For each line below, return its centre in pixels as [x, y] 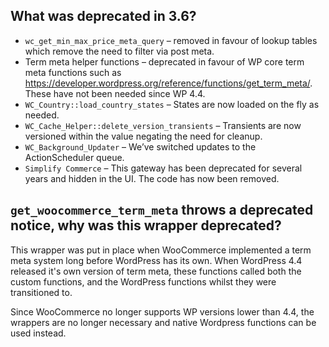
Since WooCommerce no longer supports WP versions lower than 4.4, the [162, 311]
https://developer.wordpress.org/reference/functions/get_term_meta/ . [168, 83]
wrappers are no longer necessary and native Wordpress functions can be [163, 322]
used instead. [38, 333]
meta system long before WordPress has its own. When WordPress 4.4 [156, 260]
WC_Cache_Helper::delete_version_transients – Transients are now [163, 125]
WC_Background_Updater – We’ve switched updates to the [140, 146]
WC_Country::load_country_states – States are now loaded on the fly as [172, 104]
